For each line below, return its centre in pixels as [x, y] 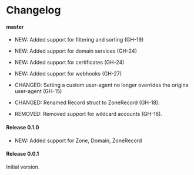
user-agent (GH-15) [38, 91]
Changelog [34, 10]
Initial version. [23, 167]
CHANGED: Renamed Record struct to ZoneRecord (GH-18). [87, 102]
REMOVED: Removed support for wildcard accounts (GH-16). [88, 114]
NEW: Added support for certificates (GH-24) [69, 63]
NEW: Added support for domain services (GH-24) [76, 51]
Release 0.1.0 [23, 127]
